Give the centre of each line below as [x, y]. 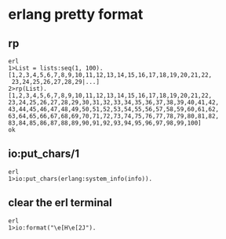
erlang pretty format [76, 14]
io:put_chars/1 [44, 154]
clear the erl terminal [60, 203]
